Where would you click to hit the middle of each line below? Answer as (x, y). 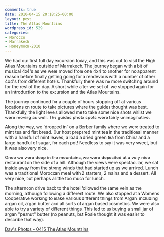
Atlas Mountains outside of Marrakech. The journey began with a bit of (77, 66)
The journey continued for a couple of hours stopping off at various (73, 101)
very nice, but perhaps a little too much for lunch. (55, 178)
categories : (17, 33)
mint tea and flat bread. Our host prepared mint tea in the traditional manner (82, 132)
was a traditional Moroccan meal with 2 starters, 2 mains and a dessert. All (81, 173)
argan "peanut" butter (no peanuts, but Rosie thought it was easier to (75, 214)
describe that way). (25, 219)
